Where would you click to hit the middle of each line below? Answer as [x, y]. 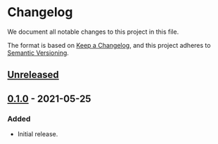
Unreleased [33, 75]
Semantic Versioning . [38, 53]
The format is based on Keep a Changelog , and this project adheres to [109, 45]
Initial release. [38, 134]
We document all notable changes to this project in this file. [93, 32]
